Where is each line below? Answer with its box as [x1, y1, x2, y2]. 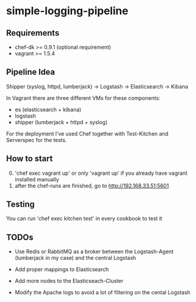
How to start [6, 153, 53, 164]
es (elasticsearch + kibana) [14, 106, 81, 113]
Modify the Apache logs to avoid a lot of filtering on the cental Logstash [14, 289, 191, 296]
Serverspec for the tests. [6, 136, 67, 143]
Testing [6, 199, 35, 209]
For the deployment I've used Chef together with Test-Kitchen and [6, 130, 169, 137]
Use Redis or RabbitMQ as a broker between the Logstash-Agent [14, 248, 174, 255]
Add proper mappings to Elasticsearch [14, 266, 109, 273]
